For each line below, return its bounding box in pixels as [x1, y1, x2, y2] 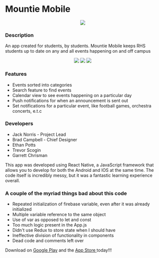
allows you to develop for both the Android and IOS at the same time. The [5, 167, 154, 173]
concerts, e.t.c [12, 108, 42, 114]
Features [5, 70, 27, 77]
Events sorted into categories [12, 82, 72, 88]
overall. [5, 177, 20, 183]
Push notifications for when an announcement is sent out [12, 97, 128, 103]
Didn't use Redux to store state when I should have [12, 227, 116, 233]
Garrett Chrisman [12, 152, 48, 158]
